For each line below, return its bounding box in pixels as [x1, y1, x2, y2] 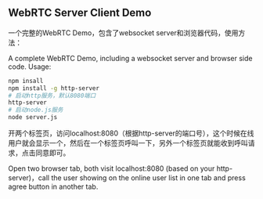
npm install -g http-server [8, 84, 100, 92]
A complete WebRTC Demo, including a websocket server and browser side [8, 53, 253, 63]
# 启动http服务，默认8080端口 [8, 92, 96, 99]
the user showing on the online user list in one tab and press [50, 173, 247, 183]
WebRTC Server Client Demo [8, 6, 152, 20]
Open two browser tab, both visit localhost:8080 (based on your [8, 164, 215, 173]
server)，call [8, 173, 49, 183]
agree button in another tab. [8, 182, 99, 191]
